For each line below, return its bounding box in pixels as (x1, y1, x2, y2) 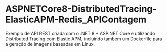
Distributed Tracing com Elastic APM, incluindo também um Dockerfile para (5, 36, 162, 42)
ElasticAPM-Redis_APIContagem (5, 14, 147, 25)
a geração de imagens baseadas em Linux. (5, 41, 95, 47)
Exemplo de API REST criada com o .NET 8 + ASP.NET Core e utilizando (5, 30, 155, 36)
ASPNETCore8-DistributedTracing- (5, 3, 157, 15)
